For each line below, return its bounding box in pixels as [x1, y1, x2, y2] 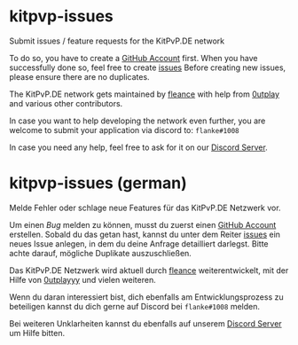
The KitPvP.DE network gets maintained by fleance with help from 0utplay [9, 89, 280, 99]
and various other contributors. [9, 98, 123, 108]
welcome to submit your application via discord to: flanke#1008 [9, 124, 239, 135]
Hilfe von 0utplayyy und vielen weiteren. [9, 274, 157, 285]
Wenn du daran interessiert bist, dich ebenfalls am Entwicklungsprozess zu [9, 291, 284, 302]
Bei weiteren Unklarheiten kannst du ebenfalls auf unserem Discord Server [9, 318, 282, 329]
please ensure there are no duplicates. [9, 71, 150, 82]
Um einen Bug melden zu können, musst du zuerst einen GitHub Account [9, 219, 277, 230]
